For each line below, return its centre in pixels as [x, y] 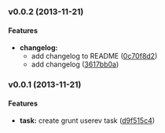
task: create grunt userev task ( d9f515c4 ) [87, 120]
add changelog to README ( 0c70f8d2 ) [94, 56]
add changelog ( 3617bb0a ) [75, 64]
